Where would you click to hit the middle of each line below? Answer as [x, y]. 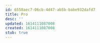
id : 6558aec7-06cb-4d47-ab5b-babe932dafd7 [50, 10]
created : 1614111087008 [30, 28]
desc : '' [14, 19]
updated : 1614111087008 [30, 23]
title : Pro [17, 14]
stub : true [17, 33]
